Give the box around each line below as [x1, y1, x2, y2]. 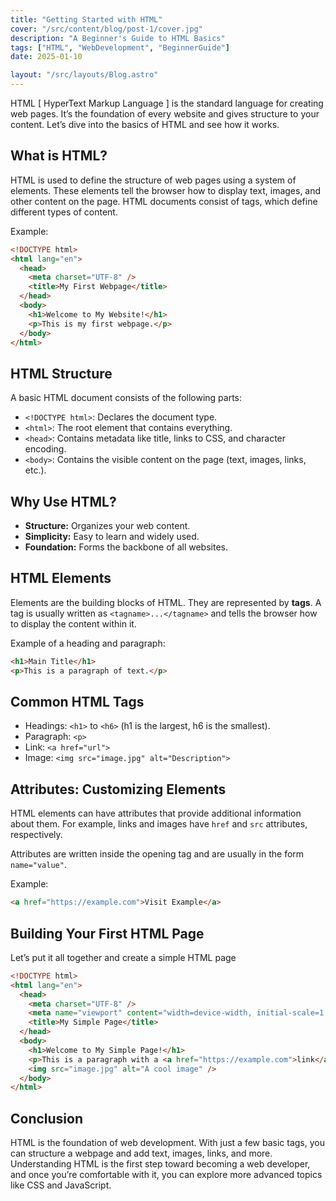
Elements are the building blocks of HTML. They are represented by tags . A [10, 596, 322, 608]
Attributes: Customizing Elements [10, 781, 227, 798]
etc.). [24, 464, 47, 476]
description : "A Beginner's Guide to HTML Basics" [10, 33, 226, 43]
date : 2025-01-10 [10, 52, 83, 62]
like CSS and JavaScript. [10, 1179, 112, 1191]
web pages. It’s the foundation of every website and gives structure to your [10, 108, 320, 120]
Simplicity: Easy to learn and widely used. [24, 531, 200, 543]
